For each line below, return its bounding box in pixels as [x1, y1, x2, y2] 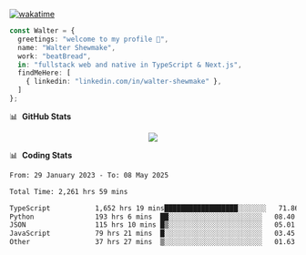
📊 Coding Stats [9, 149, 73, 160]
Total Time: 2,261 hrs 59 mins [9, 187, 128, 196]
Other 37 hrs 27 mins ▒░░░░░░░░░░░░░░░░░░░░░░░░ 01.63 [9, 238, 296, 247]
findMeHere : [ [17, 68, 71, 77]
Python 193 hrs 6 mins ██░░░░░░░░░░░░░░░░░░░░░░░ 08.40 [9, 212, 296, 221]
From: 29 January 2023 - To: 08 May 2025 [9, 170, 169, 179]
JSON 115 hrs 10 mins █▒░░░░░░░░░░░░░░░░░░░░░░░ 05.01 [9, 220, 296, 229]
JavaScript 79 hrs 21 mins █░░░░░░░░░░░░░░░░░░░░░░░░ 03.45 [9, 229, 296, 239]
